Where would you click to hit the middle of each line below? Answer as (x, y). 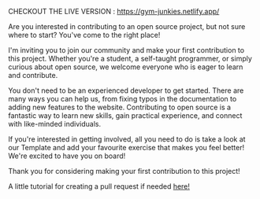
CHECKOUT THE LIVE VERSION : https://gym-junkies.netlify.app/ (114, 11)
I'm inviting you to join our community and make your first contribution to (126, 50)
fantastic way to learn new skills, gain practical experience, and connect (125, 116)
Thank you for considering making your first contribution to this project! (124, 171)
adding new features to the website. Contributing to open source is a (119, 107)
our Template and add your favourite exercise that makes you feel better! (126, 147)
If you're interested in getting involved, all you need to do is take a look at (127, 139)
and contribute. (33, 75)
